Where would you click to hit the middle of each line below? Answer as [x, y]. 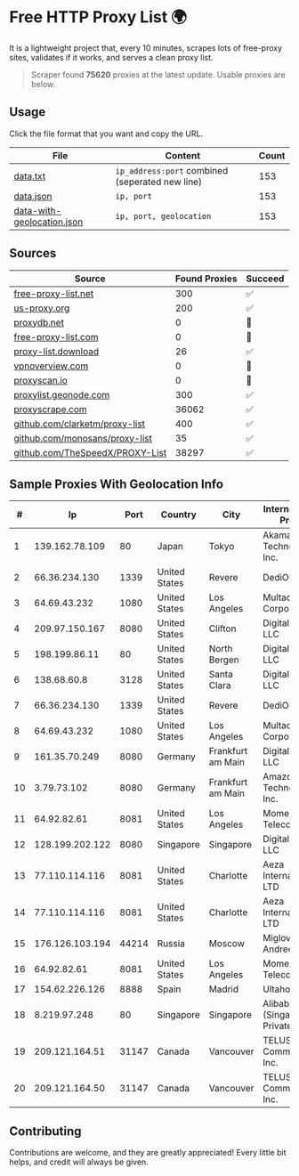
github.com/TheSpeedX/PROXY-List [90, 452]
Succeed [265, 279]
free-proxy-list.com [57, 337]
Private [277, 1026]
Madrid [223, 989]
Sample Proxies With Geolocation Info [117, 484]
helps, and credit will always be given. [79, 1162]
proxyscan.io [41, 380]
